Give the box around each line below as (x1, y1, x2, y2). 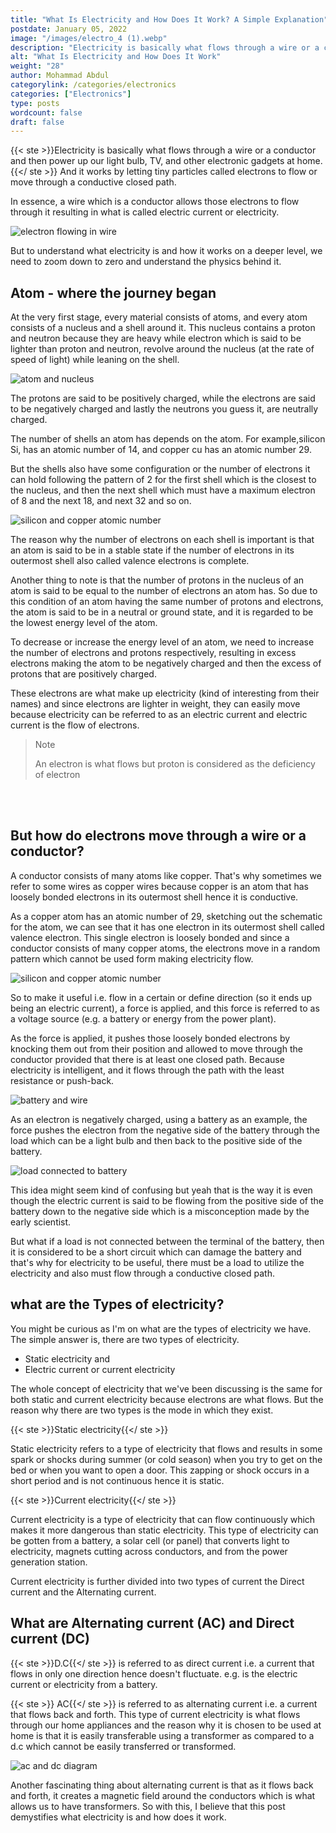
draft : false (10, 117, 65, 127)
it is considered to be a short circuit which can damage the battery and (10, 1246, 302, 1258)
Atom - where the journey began (10, 284, 217, 301)
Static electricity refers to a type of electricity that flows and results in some (10, 1442, 323, 1455)
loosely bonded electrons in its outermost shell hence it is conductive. (10, 891, 299, 903)
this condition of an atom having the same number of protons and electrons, (10, 596, 324, 608)
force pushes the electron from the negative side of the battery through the (10, 1124, 320, 1136)
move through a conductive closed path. (10, 176, 177, 188)
